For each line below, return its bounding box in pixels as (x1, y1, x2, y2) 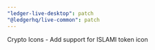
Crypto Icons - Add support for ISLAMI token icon (7, 35, 148, 43)
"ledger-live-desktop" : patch (7, 10, 94, 17)
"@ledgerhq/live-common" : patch (7, 16, 100, 23)
